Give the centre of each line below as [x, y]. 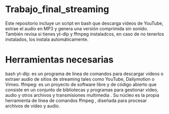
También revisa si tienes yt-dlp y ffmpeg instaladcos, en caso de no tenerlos [85, 34]
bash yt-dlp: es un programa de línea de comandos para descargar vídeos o [84, 74]
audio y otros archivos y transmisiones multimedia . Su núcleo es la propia [82, 95]
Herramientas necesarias [59, 60]
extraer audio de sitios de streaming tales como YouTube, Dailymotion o [80, 79]
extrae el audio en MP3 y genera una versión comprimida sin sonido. [77, 28]
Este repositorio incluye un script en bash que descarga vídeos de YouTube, [84, 23]
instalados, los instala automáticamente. [47, 39]
